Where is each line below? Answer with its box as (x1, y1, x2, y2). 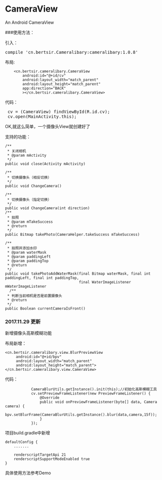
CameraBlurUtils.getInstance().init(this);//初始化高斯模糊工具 (31, 387, 157, 392)
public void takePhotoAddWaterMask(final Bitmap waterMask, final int (5, 271, 151, 276)
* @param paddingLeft (7, 254, 51, 259)
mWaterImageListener (5, 284, 47, 289)
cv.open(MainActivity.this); (7, 114, 77, 119)
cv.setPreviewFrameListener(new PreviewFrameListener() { (31, 391, 151, 396)
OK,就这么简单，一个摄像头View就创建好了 (5, 123, 91, 129)
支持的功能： (5, 133, 31, 139)
